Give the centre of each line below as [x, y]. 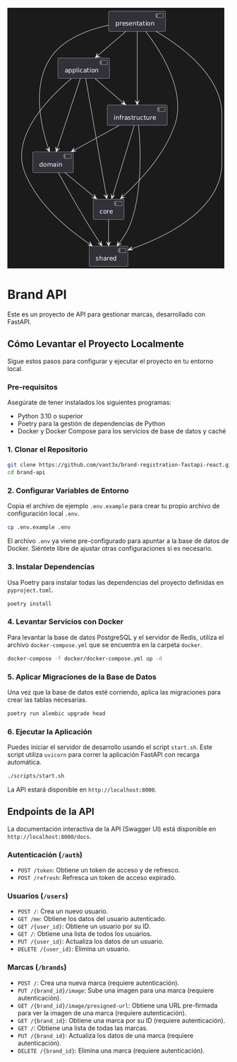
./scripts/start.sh [36, 776]
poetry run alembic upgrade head [56, 713]
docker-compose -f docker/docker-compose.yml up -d [85, 658]
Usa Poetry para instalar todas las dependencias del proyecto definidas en [116, 582]
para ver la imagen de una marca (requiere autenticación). [102, 1012]
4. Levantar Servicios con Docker [65, 622]
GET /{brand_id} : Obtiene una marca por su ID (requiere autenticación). [121, 1020]
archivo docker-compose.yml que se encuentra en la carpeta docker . [105, 644]
